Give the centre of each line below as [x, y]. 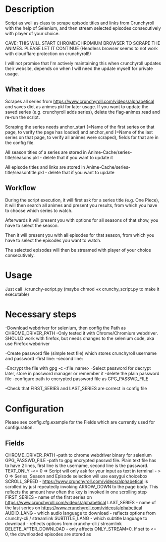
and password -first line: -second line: [44, 359]
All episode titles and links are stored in [45, 167]
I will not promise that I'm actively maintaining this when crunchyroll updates [83, 63]
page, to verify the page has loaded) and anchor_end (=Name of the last [79, 132]
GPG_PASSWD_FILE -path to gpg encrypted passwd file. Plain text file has [81, 461]
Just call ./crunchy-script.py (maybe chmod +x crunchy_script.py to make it [82, 289]
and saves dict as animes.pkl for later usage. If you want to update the [77, 106]
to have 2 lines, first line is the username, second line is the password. [77, 466]
